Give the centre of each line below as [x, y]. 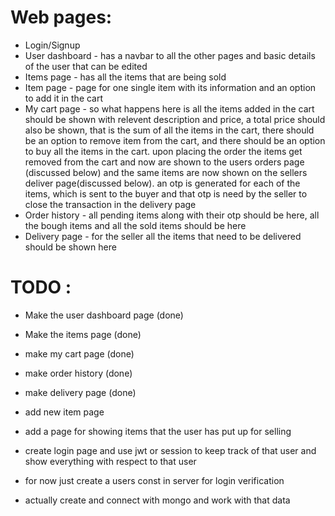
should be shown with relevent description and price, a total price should [175, 119]
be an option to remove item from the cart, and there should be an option [175, 140]
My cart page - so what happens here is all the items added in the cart [169, 108]
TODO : [41, 287]
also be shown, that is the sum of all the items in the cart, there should [169, 130]
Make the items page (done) [83, 334]
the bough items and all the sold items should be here [135, 225]
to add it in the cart [64, 98]
